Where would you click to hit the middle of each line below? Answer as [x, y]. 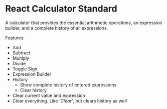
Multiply [21, 58]
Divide [19, 63]
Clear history [33, 90]
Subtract [21, 53]
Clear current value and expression [49, 95]
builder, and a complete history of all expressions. [57, 28]
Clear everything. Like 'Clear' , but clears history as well [69, 100]
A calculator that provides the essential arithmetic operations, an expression [84, 23]
